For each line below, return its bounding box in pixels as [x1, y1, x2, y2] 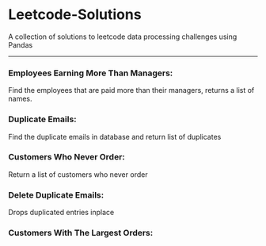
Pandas [8, 40, 33, 49]
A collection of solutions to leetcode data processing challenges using [8, 32, 237, 41]
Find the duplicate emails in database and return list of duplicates [8, 132, 222, 141]
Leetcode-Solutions [8, 6, 142, 24]
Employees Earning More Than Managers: [8, 67, 173, 79]
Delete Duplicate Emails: [8, 189, 104, 200]
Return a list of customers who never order [8, 169, 148, 179]
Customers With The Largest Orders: [8, 228, 154, 239]
